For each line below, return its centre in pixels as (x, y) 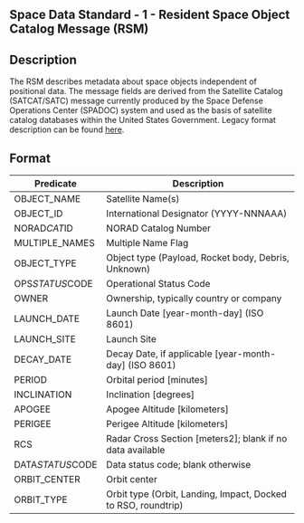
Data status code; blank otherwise (179, 465)
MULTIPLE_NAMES (54, 243)
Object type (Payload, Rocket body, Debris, (198, 258)
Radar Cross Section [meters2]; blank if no (197, 439)
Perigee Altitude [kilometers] (167, 424)
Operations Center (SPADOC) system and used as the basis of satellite (141, 110)
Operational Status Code (158, 284)
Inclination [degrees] (150, 395)
